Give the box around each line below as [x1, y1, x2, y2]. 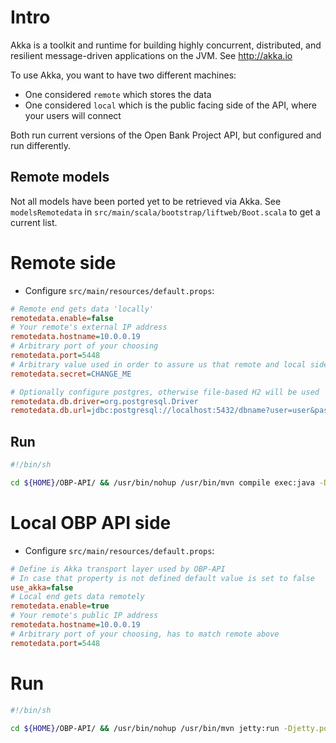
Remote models [10, 169, 110, 186]
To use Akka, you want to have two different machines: [10, 69, 237, 81]
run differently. [10, 139, 72, 151]
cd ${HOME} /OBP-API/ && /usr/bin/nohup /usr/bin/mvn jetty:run [10, 723, 280, 733]
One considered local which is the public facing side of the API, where [24, 99, 318, 111]
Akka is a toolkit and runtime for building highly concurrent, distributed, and [10, 39, 322, 51]
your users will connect [24, 109, 122, 121]
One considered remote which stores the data [24, 88, 212, 100]
